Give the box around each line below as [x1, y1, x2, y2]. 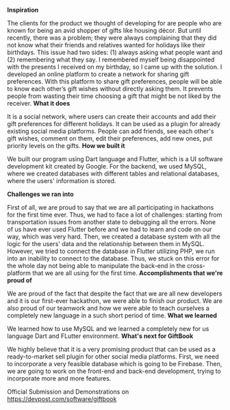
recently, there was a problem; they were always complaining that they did [7, 34, 217, 42]
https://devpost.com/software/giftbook [7, 395, 117, 403]
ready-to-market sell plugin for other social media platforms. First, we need [7, 352, 219, 361]
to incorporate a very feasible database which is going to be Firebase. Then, [7, 360, 222, 367]
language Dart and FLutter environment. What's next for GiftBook [7, 332, 194, 340]
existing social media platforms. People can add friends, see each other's [7, 127, 214, 135]
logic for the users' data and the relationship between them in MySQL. [7, 240, 205, 248]
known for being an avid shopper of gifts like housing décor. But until [7, 27, 202, 34]
